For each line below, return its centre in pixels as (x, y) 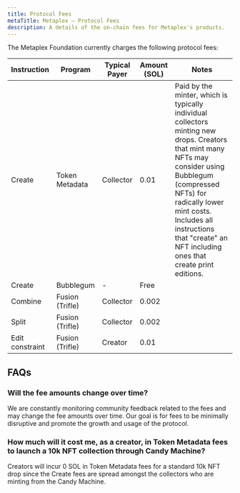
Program (75, 70)
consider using (200, 166)
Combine (26, 302)
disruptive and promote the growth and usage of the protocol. (98, 424)
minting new (195, 131)
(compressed (197, 184)
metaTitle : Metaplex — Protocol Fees (64, 21)
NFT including (198, 247)
